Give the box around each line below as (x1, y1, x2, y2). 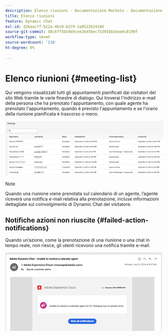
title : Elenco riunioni (5, 13, 55, 19)
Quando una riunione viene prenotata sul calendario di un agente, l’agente (5, 191, 158, 197)
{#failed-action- (97, 216, 149, 225)
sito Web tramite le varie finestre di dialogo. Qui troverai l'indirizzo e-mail (5, 94, 156, 100)
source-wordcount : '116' (5, 40, 57, 45)
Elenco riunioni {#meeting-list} (5, 73, 137, 84)
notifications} (5, 223, 49, 232)
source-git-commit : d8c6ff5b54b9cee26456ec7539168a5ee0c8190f (5, 29, 138, 35)
